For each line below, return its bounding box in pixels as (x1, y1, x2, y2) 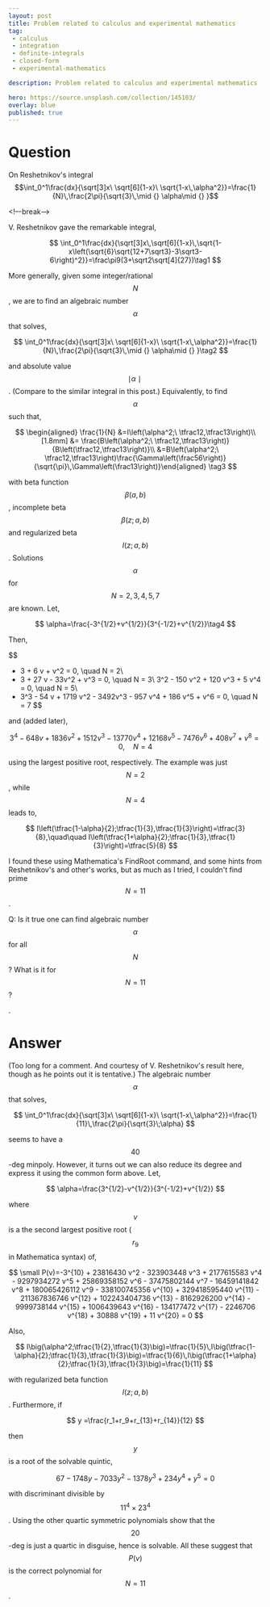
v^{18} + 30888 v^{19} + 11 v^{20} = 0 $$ (67, 1310, 204, 1320)
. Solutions (8, 553, 44, 563)
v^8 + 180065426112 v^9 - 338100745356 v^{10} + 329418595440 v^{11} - (11, 1285, 260, 1294)
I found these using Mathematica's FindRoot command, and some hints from (8, 856, 263, 866)
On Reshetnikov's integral (8, 170, 94, 180)
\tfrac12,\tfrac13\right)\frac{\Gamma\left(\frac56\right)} (44, 453, 227, 463)
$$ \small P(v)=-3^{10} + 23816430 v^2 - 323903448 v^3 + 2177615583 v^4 (8, 1267, 263, 1277)
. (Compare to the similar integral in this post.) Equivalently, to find (8, 387, 228, 397)
